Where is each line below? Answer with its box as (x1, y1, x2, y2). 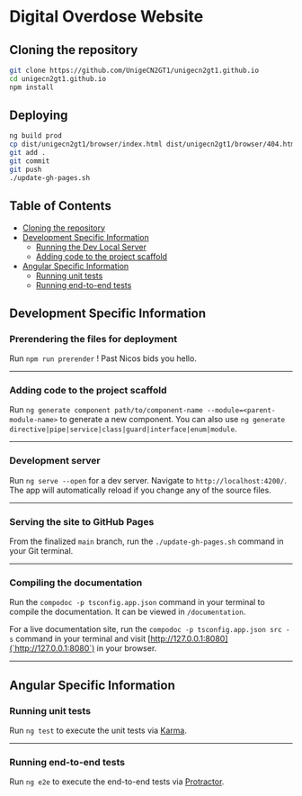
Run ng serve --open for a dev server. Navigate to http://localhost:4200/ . (9, 475, 288, 485)
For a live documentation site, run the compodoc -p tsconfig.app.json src (9, 624, 282, 635)
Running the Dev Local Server (35, 241, 147, 252)
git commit (9, 157, 50, 166)
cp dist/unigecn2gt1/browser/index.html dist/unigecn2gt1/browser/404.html (9, 140, 299, 149)
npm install (9, 83, 54, 92)
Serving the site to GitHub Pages (9, 515, 155, 528)
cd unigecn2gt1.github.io (9, 74, 106, 83)
